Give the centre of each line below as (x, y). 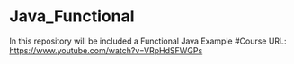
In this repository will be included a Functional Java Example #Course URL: (148, 41)
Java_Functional (72, 16)
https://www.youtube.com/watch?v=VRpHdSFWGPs (106, 50)
